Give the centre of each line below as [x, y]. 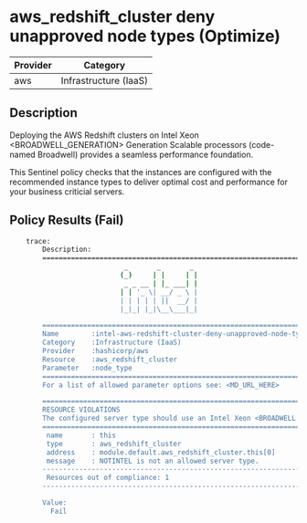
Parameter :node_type [87, 368]
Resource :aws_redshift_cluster [110, 359]
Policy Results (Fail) [67, 220]
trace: [38, 241]
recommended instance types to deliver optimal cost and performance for [148, 182]
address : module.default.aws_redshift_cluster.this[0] [161, 452]
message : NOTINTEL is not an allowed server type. [153, 461]
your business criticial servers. [67, 191]
